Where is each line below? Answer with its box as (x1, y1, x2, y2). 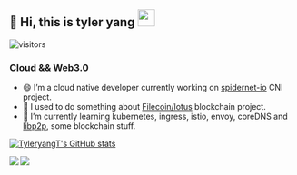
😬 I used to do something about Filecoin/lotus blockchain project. (22, 102, 266, 112)
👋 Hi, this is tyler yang (9, 15, 135, 30)
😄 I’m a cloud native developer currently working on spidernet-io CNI (22, 83, 283, 93)
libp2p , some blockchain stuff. (22, 121, 136, 131)
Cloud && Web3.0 (9, 61, 89, 73)
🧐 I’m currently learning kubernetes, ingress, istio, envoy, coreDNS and (22, 111, 288, 122)
